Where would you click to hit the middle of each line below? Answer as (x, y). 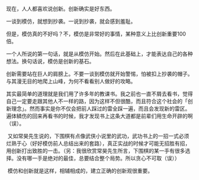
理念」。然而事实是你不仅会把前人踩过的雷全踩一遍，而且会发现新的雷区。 (101, 109)
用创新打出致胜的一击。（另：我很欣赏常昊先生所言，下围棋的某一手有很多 (96, 151)
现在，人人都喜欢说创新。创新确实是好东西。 (61, 9)
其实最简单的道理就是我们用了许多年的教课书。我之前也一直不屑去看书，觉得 (99, 94)
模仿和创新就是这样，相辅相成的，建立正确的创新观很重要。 (80, 171)
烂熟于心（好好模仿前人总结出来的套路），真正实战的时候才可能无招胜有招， (98, 143)
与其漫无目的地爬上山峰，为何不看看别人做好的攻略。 (71, 81)
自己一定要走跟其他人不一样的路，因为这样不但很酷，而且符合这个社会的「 (97, 101)
